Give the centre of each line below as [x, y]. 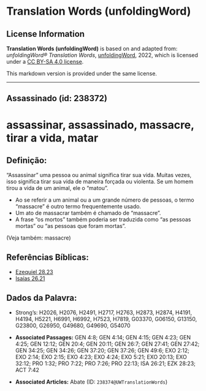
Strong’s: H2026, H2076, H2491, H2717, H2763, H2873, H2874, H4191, [104, 313]
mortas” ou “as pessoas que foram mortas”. [71, 226]
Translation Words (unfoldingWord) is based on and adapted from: [92, 48]
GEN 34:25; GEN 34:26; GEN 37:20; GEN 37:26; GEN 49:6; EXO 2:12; [102, 351]
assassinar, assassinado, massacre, [100, 125]
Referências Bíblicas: [48, 257]
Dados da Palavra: [42, 298]
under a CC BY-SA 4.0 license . [45, 62]
